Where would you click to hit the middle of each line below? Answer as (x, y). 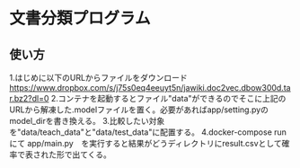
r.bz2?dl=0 (29, 98)
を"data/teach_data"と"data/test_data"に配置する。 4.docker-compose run (148, 132)
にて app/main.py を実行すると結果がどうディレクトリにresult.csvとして (146, 143)
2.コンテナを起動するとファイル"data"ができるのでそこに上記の (168, 98)
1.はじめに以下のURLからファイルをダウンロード (99, 78)
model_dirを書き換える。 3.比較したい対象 (87, 121)
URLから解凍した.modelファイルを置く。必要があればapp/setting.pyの (139, 110)
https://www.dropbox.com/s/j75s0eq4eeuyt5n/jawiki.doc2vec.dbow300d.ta (150, 88)
